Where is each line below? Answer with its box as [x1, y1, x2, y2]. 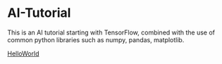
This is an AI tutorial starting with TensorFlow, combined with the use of [7, 28, 216, 37]
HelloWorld [7, 49, 39, 58]
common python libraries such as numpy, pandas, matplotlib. [7, 35, 185, 44]
